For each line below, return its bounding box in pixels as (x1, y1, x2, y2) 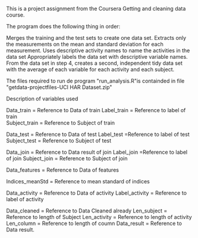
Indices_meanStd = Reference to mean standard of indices (6, 178, 150, 185)
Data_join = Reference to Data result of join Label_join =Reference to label (6, 148, 188, 156)
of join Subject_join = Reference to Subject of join (6, 155, 128, 162)
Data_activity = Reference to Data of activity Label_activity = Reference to (6, 189, 187, 196)
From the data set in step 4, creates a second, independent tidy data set (6, 59, 183, 66)
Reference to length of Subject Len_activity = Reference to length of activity (6, 214, 192, 220)
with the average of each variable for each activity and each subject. (6, 66, 175, 73)
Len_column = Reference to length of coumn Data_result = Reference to (6, 220, 183, 227)
